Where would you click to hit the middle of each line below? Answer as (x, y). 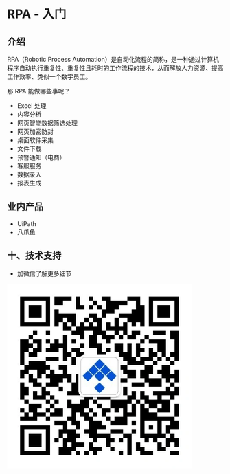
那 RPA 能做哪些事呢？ (39, 91)
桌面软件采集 (35, 140)
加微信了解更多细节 (44, 273)
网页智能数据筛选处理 (47, 123)
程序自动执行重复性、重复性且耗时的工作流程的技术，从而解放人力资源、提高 (115, 68)
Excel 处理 (32, 106)
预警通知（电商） (41, 157)
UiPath (26, 223)
